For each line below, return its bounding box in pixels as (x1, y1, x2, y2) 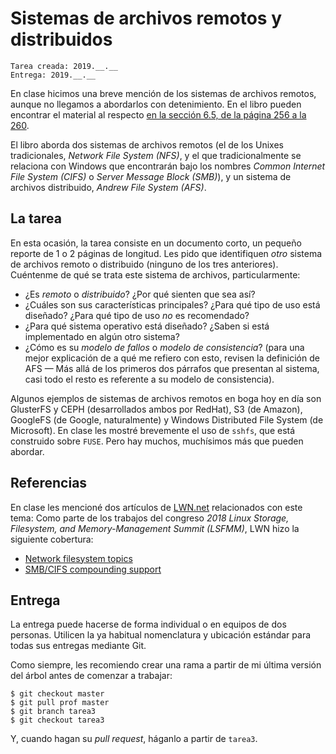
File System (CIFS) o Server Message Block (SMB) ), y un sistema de (10, 170, 292, 182)
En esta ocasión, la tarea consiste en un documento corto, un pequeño (10, 237, 302, 249)
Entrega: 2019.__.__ (10, 70, 97, 80)
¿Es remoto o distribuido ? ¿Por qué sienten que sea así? (24, 288, 256, 300)
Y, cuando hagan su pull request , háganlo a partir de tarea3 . (10, 733, 258, 745)
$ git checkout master (10, 689, 105, 699)
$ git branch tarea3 (10, 707, 97, 717)
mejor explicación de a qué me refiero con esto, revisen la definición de (24, 352, 320, 364)
